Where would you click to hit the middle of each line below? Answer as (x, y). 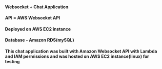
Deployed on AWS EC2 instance (38, 29)
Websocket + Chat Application (37, 7)
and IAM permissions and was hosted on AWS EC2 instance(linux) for (77, 56)
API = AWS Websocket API (32, 18)
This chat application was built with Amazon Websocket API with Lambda (81, 51)
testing (12, 61)
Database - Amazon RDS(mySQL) (40, 40)
